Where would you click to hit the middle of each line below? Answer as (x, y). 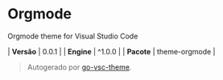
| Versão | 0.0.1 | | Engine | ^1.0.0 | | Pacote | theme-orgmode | (111, 51)
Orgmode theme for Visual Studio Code (73, 36)
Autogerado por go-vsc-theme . (79, 67)
